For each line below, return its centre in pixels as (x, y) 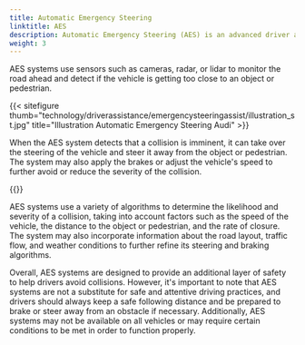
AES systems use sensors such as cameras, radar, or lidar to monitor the (145, 69)
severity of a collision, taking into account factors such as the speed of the (149, 217)
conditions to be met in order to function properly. (103, 330)
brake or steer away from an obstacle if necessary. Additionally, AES (138, 311)
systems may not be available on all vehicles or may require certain (135, 321)
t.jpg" (20, 125)
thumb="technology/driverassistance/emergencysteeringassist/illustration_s (152, 115)
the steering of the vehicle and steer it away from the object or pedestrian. (148, 153)
